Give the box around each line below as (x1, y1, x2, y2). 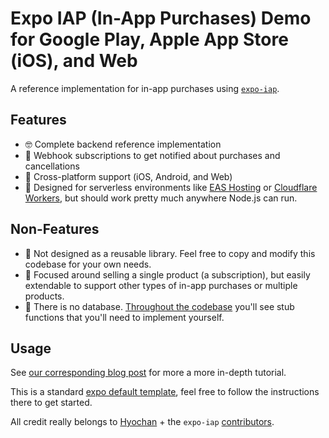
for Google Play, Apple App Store (10, 28, 289, 51)
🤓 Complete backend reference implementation (24, 138, 222, 150)
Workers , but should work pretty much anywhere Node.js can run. (24, 192, 298, 204)
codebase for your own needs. (24, 258, 152, 270)
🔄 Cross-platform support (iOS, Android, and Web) (24, 170, 233, 182)
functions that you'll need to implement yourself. (24, 311, 225, 323)
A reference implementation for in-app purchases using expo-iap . (10, 82, 280, 94)
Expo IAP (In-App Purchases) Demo (10, 7, 312, 30)
